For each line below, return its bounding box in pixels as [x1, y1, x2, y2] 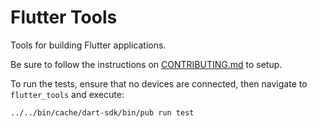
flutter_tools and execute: [10, 88, 125, 100]
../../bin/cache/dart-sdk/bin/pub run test [10, 107, 195, 118]
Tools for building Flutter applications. [10, 39, 167, 51]
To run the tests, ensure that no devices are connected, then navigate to [10, 77, 308, 90]
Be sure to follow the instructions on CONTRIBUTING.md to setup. [10, 58, 283, 70]
